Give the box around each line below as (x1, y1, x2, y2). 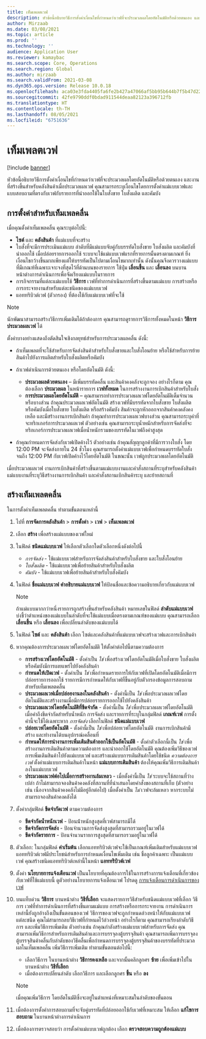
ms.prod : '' (7, 37, 37, 43)
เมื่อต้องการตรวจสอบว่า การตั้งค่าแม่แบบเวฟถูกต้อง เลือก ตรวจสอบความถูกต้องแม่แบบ (15, 1025, 186, 1032)
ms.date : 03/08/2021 (7, 26, 60, 32)
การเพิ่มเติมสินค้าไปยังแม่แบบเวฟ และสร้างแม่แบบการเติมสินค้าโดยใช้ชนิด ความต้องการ (24, 751, 197, 759)
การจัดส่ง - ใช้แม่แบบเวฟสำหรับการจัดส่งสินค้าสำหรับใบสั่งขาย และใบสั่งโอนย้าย (24, 554, 183, 562)
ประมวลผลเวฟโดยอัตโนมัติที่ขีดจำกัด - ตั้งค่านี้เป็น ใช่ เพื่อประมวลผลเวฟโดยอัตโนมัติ (24, 703, 193, 710)
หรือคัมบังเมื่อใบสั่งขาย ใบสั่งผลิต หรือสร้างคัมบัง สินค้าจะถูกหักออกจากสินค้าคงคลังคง (24, 406, 193, 413)
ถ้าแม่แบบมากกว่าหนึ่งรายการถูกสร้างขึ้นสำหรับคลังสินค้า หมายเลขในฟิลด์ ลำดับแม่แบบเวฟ (15, 605, 193, 612)
